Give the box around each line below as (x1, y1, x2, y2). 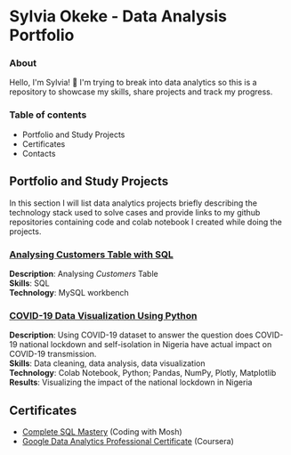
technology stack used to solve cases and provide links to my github (9, 207, 261, 217)
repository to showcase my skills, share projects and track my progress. (9, 86, 273, 97)
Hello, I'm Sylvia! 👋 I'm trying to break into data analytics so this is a (9, 77, 257, 88)
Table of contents (9, 109, 87, 121)
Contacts (21, 148, 56, 158)
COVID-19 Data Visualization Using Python (9, 309, 198, 321)
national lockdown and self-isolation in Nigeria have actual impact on (19, 339, 272, 350)
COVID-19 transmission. (9, 349, 97, 360)
